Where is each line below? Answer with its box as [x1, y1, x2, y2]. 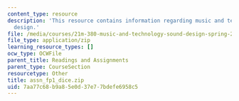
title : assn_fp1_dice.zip [7, 76, 84, 84]
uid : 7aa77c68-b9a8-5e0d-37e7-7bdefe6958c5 [7, 83, 139, 90]
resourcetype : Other [7, 70, 69, 77]
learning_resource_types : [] [7, 43, 94, 51]
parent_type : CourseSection [7, 63, 91, 70]
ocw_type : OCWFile [7, 51, 62, 58]
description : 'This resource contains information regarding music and [7, 17, 224, 24]
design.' [14, 23, 40, 31]
